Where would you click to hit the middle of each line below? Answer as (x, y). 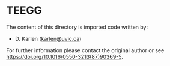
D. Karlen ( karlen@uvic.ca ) (48, 38)
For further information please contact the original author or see (85, 50)
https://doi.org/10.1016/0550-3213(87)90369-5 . (65, 56)
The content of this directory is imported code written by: (77, 27)
